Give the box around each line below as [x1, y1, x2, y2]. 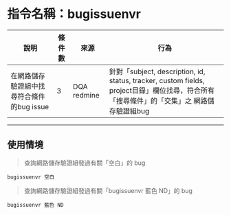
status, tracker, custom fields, [109, 76, 205, 85]
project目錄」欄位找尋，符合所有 [109, 85, 215, 95]
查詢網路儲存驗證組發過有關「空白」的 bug [23, 159, 146, 167]
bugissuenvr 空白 [7, 173, 55, 181]
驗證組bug [115, 106, 150, 115]
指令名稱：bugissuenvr [7, 6, 141, 22]
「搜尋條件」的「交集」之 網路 [109, 95, 208, 105]
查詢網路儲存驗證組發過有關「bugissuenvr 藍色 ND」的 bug [23, 186, 192, 194]
